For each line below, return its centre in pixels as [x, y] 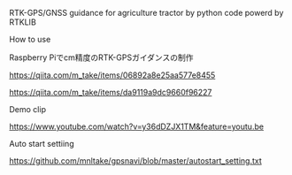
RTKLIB [23, 22]
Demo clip [28, 109]
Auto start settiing [42, 144]
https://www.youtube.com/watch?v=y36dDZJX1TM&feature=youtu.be [136, 126]
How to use [30, 39]
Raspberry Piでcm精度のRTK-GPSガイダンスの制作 [101, 57]
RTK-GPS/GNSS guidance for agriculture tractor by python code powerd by [146, 13]
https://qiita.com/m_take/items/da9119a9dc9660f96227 [111, 92]
